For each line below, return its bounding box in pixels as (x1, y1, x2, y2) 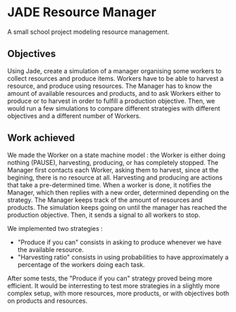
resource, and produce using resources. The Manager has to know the (7, 82, 213, 90)
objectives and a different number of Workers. (7, 111, 141, 120)
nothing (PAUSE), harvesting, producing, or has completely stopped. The (7, 158, 218, 166)
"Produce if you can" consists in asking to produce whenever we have (17, 237, 222, 247)
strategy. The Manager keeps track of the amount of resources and (7, 195, 203, 204)
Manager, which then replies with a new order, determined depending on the (7, 188, 230, 196)
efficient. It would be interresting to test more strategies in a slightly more (7, 281, 221, 289)
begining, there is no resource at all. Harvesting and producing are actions (7, 173, 223, 182)
